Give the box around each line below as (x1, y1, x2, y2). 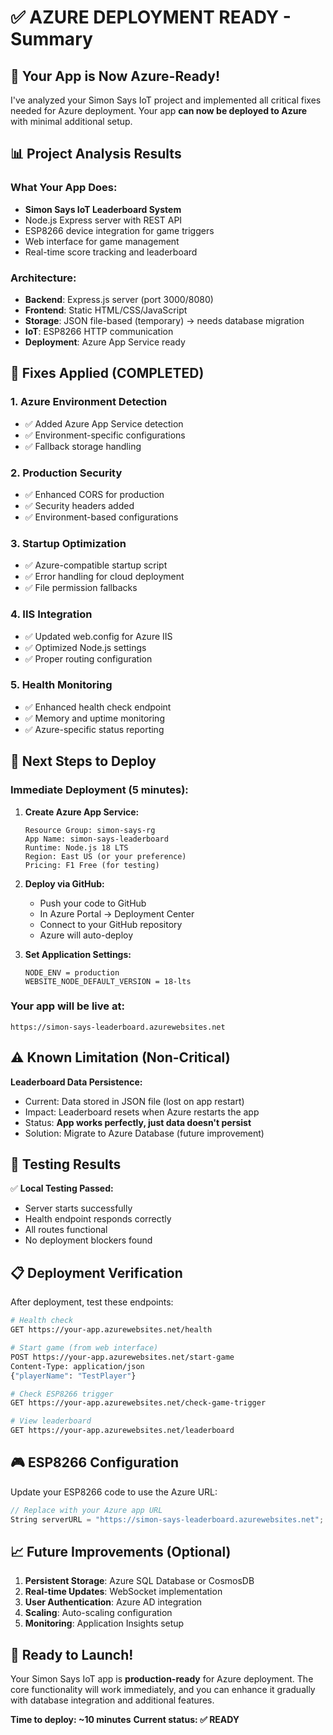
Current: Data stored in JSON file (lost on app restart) (24, 1095, 245, 1107)
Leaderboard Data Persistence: (10, 1076, 143, 1088)
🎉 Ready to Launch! (10, 1646, 134, 1663)
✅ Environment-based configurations (24, 511, 179, 523)
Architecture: (10, 271, 77, 285)
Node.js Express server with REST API (24, 214, 183, 226)
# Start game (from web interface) (10, 1343, 159, 1353)
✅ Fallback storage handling (24, 440, 142, 452)
